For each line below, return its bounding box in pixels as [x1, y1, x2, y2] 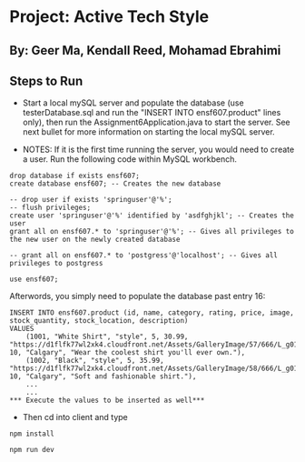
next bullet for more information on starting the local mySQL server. [22, 126, 275, 137]
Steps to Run [9, 73, 84, 88]
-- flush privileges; [9, 203, 92, 213]
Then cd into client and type [22, 412, 129, 423]
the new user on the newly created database [9, 235, 181, 245]
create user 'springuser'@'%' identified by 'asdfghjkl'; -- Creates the [9, 211, 295, 220]
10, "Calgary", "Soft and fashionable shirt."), [9, 372, 197, 381]
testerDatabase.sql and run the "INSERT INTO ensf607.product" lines [22, 107, 281, 118]
